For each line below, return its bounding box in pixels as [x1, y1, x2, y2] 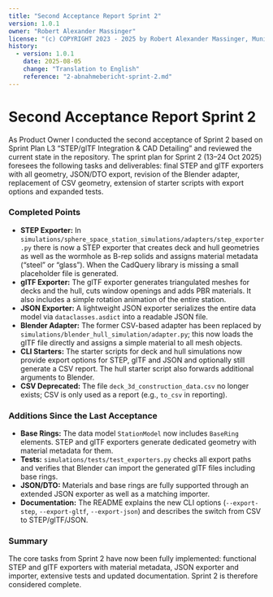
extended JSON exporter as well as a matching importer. [19, 489, 210, 499]
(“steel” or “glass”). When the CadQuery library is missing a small [19, 260, 240, 270]
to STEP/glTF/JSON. [19, 515, 89, 525]
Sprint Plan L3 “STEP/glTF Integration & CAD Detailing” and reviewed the [8, 143, 252, 153]
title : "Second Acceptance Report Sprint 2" [8, 11, 162, 20]
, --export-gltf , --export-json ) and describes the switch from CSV [35, 507, 262, 516]
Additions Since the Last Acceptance [8, 410, 158, 421]
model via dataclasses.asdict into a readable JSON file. [19, 311, 209, 322]
